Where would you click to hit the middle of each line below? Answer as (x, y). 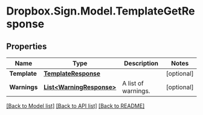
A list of (133, 83)
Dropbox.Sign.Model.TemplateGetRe (101, 11)
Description (141, 63)
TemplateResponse (72, 74)
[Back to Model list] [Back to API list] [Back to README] (76, 106)
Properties (27, 46)
